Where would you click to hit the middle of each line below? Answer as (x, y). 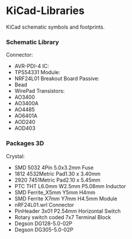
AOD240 (25, 122)
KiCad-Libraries (45, 11)
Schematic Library (33, 42)
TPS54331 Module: (37, 72)
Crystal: (15, 156)
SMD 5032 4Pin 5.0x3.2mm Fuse (54, 167)
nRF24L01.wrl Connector (44, 205)
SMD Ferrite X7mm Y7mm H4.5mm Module (66, 198)
